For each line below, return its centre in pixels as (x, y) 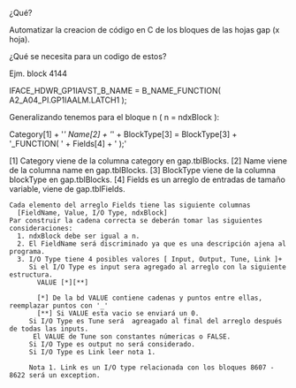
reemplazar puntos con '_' (59, 306)
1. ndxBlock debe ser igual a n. (79, 236)
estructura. (31, 275)
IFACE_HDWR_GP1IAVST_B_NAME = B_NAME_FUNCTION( (115, 91)
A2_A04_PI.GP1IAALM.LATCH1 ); (68, 100)
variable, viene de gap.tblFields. (67, 189)
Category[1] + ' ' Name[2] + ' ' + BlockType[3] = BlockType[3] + (123, 134)
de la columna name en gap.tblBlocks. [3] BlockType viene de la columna (143, 170)
